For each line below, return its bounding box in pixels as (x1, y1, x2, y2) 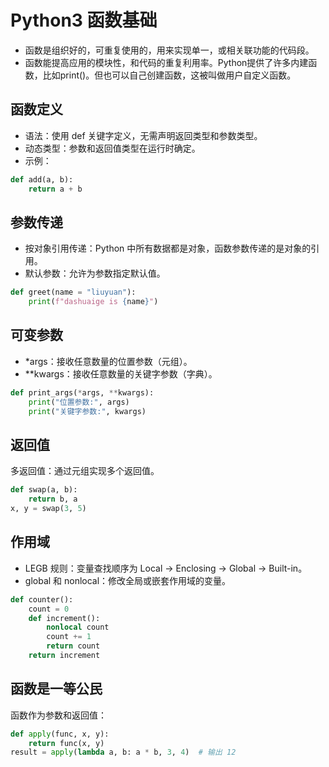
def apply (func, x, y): (10, 729, 110, 739)
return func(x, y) (28, 738, 105, 748)
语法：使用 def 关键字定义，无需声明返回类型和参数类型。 (24, 129, 263, 141)
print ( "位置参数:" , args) (28, 397, 130, 407)
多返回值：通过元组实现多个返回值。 (10, 465, 160, 477)
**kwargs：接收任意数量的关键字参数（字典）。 (24, 367, 218, 380)
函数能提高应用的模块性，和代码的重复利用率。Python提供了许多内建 (24, 56, 309, 68)
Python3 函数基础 (10, 9, 158, 32)
